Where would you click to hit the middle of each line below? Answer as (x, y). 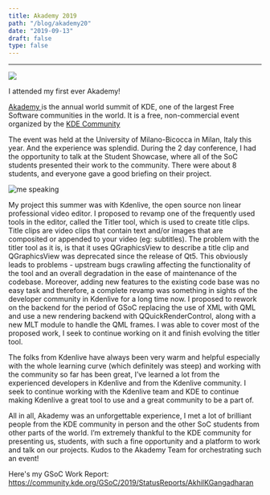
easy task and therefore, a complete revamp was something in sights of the (133, 291)
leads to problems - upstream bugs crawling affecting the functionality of (129, 265)
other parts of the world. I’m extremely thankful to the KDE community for (130, 433)
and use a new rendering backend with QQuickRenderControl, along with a (132, 316)
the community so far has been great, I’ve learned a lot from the (114, 374)
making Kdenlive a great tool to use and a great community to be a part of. (131, 400)
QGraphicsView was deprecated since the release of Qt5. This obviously (128, 256)
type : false (28, 46)
